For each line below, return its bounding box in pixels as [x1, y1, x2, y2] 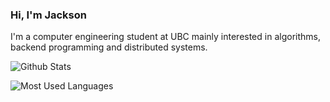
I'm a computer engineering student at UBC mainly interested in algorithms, [10, 31, 321, 43]
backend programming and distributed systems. [10, 41, 208, 53]
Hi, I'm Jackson [10, 8, 87, 22]
